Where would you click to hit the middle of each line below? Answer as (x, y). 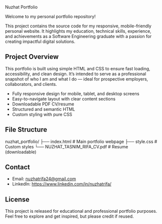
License (17, 199)
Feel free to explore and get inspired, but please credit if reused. (70, 216)
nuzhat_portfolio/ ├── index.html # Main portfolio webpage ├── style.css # (81, 142)
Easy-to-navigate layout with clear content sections (64, 99)
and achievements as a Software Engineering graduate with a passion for (78, 36)
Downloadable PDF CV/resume (43, 104)
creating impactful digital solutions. (40, 41)
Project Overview (32, 57)
